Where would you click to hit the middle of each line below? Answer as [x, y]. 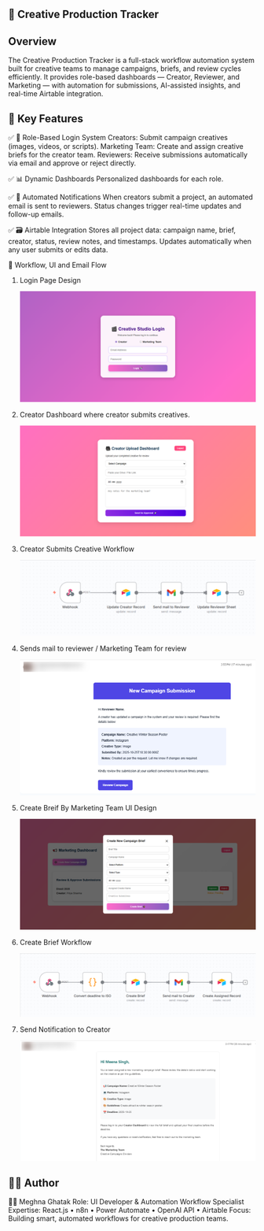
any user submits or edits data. [58, 250]
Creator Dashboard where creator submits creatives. [104, 415]
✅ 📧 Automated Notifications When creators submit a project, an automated [131, 197]
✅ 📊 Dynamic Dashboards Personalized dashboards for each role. [116, 179]
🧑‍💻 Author [34, 1183]
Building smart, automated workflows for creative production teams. [118, 1218]
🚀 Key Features [46, 119]
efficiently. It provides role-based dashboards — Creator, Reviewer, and [124, 77]
